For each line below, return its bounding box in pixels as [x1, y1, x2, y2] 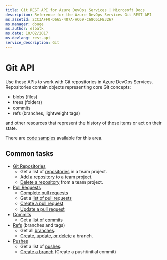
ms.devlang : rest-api [5, 36, 51, 41]
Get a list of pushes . [20, 243, 62, 249]
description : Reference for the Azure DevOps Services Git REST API [5, 12, 152, 17]
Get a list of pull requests [20, 195, 72, 201]
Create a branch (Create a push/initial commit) [20, 248, 117, 255]
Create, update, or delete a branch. [20, 233, 93, 239]
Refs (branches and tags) [12, 222, 65, 228]
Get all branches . [20, 227, 56, 233]
